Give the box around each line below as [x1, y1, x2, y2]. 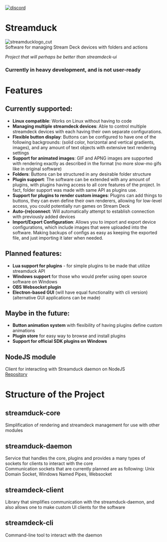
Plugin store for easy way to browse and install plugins [12, 333, 126, 339]
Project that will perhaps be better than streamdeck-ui [5, 54, 117, 60]
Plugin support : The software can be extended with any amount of [12, 176, 151, 182]
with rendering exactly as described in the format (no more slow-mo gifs [12, 160, 162, 166]
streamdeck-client [5, 485, 64, 494]
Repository [5, 371, 27, 377]
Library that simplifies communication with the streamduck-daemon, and [5, 498, 155, 505]
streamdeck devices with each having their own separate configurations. [12, 128, 163, 135]
